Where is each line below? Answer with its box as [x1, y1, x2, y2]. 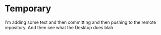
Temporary [4, 3, 52, 14]
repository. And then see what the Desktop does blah [4, 24, 113, 30]
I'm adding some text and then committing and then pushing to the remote [4, 19, 157, 25]
